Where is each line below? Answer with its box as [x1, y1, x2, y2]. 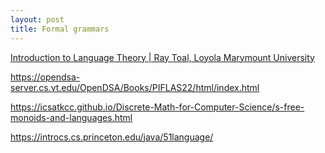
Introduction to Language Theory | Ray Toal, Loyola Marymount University [10, 51, 315, 63]
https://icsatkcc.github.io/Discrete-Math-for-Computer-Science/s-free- [10, 101, 305, 113]
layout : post [10, 14, 65, 25]
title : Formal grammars [10, 24, 110, 34]
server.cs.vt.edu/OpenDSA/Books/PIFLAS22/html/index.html [10, 81, 260, 93]
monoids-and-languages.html [10, 111, 133, 123]
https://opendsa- [10, 71, 81, 83]
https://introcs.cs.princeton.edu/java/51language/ [10, 131, 214, 143]
